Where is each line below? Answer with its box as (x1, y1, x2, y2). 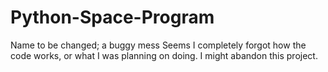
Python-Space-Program (10, 6, 215, 29)
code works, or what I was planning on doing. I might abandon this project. (10, 49, 318, 61)
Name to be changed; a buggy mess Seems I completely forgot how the (10, 39, 307, 51)
